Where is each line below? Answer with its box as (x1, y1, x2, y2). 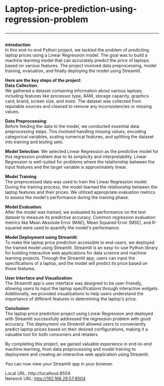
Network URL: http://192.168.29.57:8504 (5, 376, 86, 382)
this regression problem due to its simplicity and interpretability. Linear (5, 154, 147, 160)
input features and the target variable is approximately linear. (5, 164, 127, 170)
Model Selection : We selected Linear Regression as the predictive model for (5, 149, 159, 154)
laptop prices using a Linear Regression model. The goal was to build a (5, 52, 148, 58)
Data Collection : (5, 82, 39, 89)
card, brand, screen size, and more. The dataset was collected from (5, 98, 142, 104)
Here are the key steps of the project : (5, 77, 82, 83)
